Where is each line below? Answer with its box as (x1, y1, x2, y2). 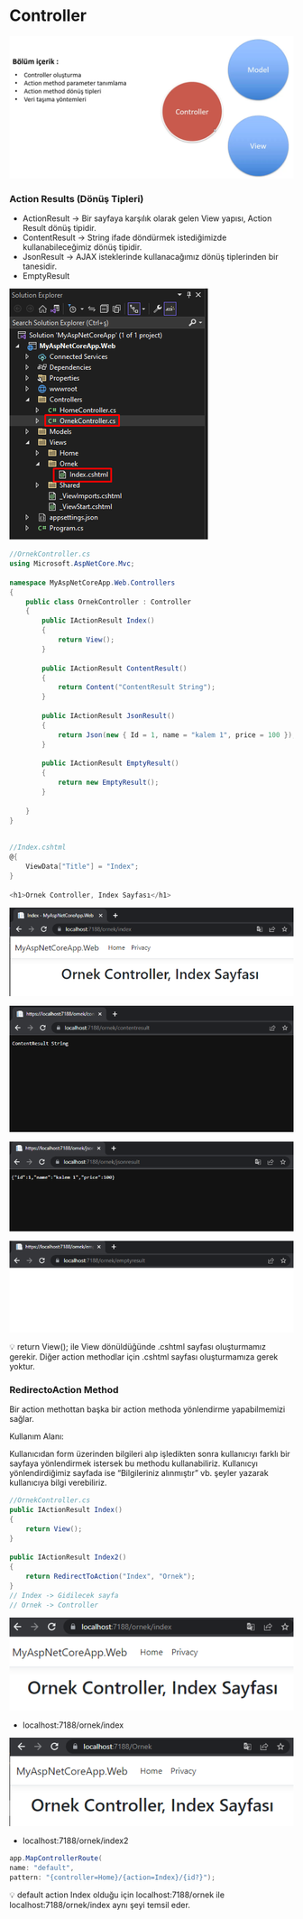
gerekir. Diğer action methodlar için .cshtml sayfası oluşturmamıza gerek (9, 1351, 279, 1362)
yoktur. (9, 1361, 35, 1371)
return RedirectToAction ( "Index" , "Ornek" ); (25, 1572, 196, 1582)
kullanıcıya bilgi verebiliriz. (9, 1477, 107, 1489)
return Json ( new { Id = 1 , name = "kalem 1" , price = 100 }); (57, 730, 297, 740)
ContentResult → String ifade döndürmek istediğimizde (22, 232, 227, 244)
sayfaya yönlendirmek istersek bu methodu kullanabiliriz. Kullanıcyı (9, 1458, 259, 1469)
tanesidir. (22, 261, 57, 272)
